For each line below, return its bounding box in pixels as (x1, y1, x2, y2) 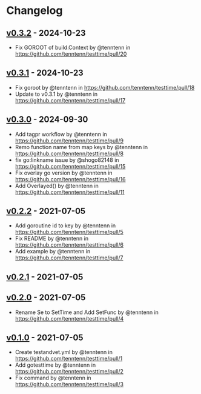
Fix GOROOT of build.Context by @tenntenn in (15, 44, 131, 51)
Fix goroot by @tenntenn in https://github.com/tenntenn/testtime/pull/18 (15, 84, 195, 91)
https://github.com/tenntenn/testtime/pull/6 (15, 241, 124, 249)
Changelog (6, 4, 63, 18)
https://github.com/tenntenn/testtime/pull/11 (15, 189, 125, 196)
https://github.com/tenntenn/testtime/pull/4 (15, 315, 124, 322)
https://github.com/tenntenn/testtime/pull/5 (15, 229, 124, 236)
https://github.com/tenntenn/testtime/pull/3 (15, 381, 124, 388)
